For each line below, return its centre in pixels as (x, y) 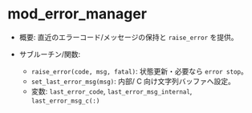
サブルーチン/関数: (50, 54)
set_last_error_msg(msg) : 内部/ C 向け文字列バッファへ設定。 (133, 81)
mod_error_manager (77, 14)
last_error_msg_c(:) (65, 101)
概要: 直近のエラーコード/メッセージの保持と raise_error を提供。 (128, 37)
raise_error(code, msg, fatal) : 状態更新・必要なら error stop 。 (139, 71)
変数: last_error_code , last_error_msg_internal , (112, 91)
